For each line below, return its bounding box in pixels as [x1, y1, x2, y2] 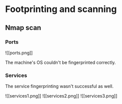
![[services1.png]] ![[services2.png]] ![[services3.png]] [5, 93, 118, 99]
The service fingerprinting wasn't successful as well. [5, 83, 114, 89]
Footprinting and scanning [5, 3, 117, 15]
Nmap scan [5, 23, 41, 32]
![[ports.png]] [5, 49, 33, 55]
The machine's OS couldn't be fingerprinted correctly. [5, 59, 116, 65]
